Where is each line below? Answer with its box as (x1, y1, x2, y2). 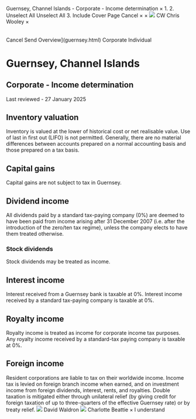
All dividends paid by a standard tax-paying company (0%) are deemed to (6, 212, 185, 219)
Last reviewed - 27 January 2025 (6, 95, 87, 102)
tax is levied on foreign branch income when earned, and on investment (6, 380, 180, 387)
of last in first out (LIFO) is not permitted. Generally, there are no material (6, 134, 181, 141)
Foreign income (6, 359, 64, 369)
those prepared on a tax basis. (6, 146, 80, 154)
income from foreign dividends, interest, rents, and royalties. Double (6, 386, 171, 394)
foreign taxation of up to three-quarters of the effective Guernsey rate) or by (6, 399, 190, 406)
